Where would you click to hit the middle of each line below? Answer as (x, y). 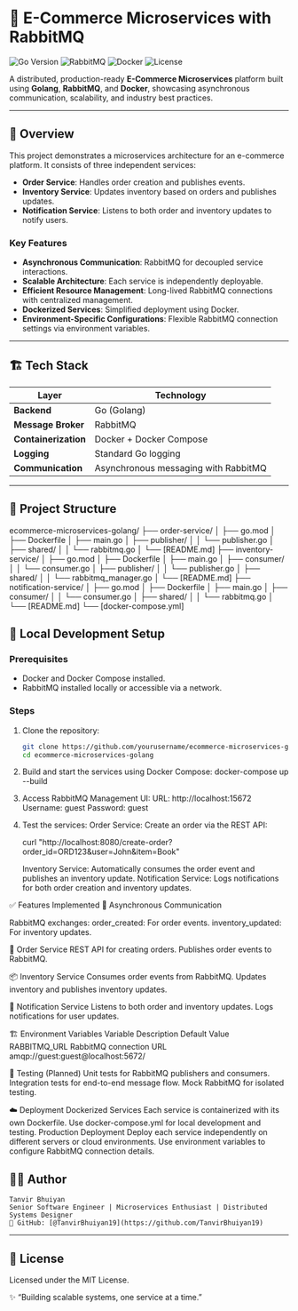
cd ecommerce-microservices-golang (88, 755)
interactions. (45, 272)
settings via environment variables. (86, 329)
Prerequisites (39, 659)
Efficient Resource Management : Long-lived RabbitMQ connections (147, 291)
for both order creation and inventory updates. (107, 888)
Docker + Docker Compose (151, 439)
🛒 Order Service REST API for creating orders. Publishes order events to (141, 949)
